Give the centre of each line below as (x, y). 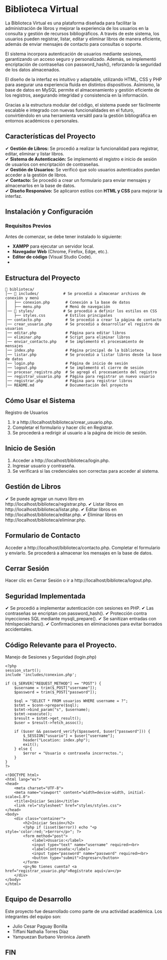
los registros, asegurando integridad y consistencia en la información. (77, 95)
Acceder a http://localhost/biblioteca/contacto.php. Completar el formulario (83, 548)
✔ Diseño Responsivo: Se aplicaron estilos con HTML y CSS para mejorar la (84, 191)
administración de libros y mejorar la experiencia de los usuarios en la (77, 28)
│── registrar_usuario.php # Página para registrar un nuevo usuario (80, 377)
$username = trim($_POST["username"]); (56, 688)
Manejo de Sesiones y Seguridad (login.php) (51, 657)
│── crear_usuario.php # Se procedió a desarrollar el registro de (82, 324)
